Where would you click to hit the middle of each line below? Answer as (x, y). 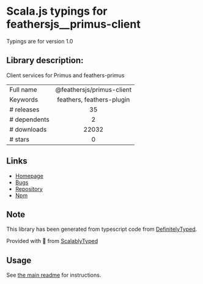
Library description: (45, 60)
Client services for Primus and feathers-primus (65, 75)
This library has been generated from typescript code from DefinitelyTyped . (102, 229)
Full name (24, 89)
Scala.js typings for (57, 11)
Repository (29, 189)
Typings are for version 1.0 (40, 41)
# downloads (28, 129)
